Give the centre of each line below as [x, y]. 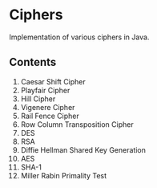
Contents [33, 62]
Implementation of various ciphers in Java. [79, 37]
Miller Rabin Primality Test [64, 175]
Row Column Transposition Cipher [77, 124]
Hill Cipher [38, 99]
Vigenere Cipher [48, 107]
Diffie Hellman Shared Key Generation [83, 149]
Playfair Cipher [45, 90]
